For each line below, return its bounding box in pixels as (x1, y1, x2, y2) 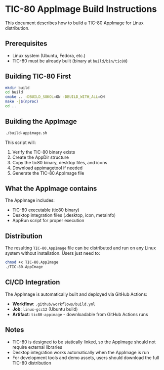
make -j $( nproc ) (5, 99, 39, 104)
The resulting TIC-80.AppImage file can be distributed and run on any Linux (5, 245, 156, 251)
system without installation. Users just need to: (5, 250, 100, 256)
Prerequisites (5, 40, 47, 48)
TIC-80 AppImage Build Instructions (5, 3, 157, 15)
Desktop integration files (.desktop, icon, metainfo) (12, 212, 116, 218)
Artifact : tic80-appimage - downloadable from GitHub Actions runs (12, 311, 148, 317)
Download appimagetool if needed (12, 165, 83, 171)
